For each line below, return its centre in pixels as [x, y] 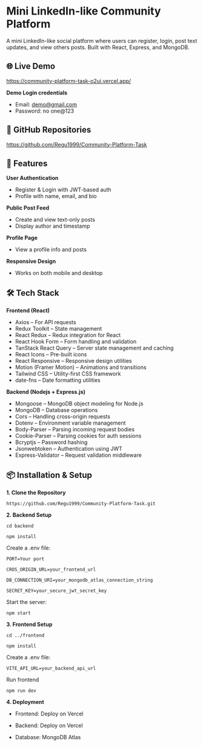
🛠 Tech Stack [33, 293]
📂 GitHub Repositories [49, 130]
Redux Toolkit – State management [58, 329]
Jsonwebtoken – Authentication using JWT [68, 449]
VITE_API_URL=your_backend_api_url [51, 668]
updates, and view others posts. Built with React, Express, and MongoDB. [98, 47]
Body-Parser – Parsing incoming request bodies [75, 430]
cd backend [20, 526]
